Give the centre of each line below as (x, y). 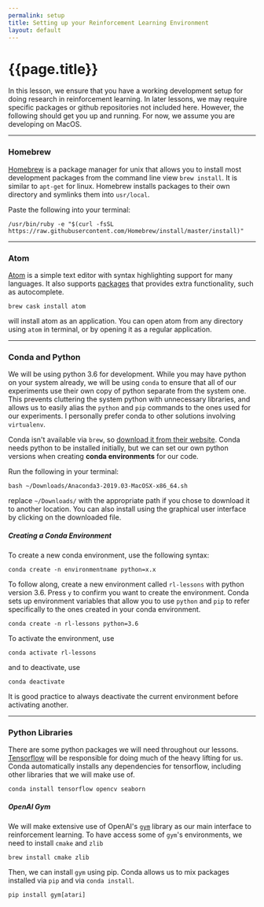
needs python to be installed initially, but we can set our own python (119, 448)
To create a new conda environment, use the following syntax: (109, 555)
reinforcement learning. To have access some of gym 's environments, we (125, 835)
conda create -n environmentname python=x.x (82, 570)
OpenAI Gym (29, 807)
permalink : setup (37, 15)
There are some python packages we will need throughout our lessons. (123, 750)
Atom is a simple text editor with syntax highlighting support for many (121, 275)
